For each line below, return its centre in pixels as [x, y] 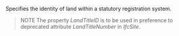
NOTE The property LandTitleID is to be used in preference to [97, 20]
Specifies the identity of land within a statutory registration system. [89, 9]
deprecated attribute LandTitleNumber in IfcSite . [80, 27]
